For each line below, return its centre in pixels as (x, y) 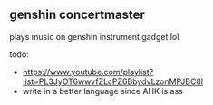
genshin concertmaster (77, 15)
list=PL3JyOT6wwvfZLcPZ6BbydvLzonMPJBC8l (113, 81)
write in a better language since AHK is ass (102, 91)
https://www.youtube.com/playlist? (88, 72)
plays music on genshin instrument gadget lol (94, 36)
